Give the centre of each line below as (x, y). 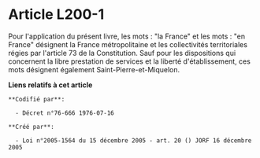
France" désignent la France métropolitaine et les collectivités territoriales (128, 44)
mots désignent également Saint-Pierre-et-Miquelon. (94, 69)
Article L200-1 (56, 15)
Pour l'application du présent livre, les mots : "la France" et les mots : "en (127, 36)
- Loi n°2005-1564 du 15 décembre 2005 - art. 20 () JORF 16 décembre (134, 140)
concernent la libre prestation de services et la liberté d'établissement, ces (129, 61)
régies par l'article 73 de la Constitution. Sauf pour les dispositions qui (122, 53)
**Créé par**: (32, 127)
